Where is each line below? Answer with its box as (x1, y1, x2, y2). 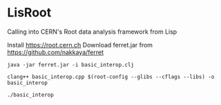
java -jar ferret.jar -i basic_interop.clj (7, 61, 135, 68)
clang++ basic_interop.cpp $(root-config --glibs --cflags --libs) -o (7, 73, 215, 80)
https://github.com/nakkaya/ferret (7, 48, 104, 56)
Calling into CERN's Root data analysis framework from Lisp (7, 27, 177, 36)
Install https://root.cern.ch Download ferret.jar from (7, 40, 153, 49)
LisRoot (7, 5, 52, 21)
